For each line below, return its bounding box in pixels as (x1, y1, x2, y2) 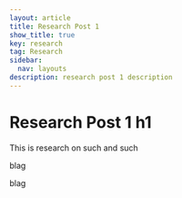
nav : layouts (17, 65, 67, 74)
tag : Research (9, 47, 64, 57)
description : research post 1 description (9, 73, 173, 82)
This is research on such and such (9, 142, 138, 153)
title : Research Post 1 (9, 22, 100, 31)
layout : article (9, 13, 71, 23)
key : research (9, 38, 64, 48)
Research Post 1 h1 (9, 111, 152, 132)
